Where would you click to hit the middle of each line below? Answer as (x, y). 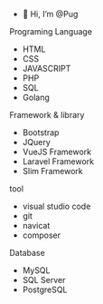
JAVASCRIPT (47, 69)
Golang (36, 97)
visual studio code (56, 206)
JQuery (37, 142)
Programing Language (51, 31)
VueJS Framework (57, 152)
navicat (36, 226)
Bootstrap (41, 132)
